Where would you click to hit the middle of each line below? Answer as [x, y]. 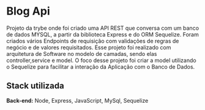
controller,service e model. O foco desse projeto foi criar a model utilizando [102, 60]
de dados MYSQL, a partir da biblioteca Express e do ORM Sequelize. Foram [102, 34]
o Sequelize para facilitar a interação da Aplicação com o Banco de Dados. [101, 67]
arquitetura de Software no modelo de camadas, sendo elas [82, 53]
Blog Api [28, 11]
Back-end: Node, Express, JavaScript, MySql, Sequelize [77, 100]
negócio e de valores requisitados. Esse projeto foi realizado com [89, 47]
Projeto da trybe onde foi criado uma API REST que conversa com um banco [103, 28]
